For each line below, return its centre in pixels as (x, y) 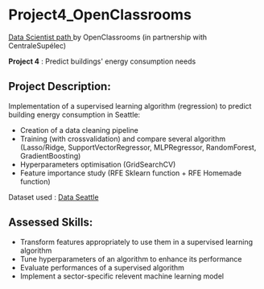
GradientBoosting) (50, 155)
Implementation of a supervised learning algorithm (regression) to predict (130, 105)
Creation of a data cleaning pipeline (79, 130)
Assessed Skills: (51, 223)
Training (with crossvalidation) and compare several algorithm (123, 138)
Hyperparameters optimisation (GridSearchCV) (98, 164)
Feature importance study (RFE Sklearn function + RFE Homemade (131, 173)
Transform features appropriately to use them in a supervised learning (136, 242)
